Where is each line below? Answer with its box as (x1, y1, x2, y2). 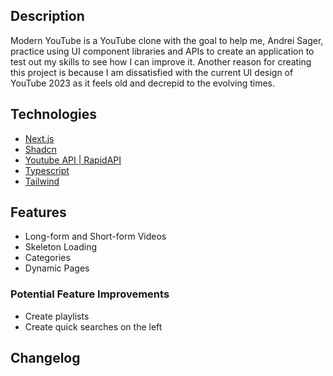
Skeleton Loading (24, 241, 98, 253)
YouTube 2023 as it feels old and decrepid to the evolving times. (10, 77, 276, 89)
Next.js (24, 132, 55, 144)
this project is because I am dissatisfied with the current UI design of (10, 66, 294, 78)
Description (10, 8, 85, 25)
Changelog (10, 350, 81, 367)
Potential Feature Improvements (10, 287, 170, 301)
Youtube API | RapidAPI (24, 154, 122, 166)
